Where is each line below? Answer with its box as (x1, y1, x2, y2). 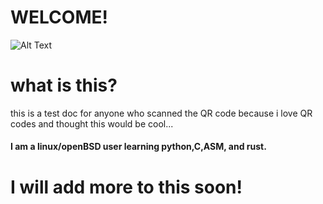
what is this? (10, 74, 118, 97)
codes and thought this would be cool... (10, 117, 174, 130)
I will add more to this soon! (10, 176, 243, 198)
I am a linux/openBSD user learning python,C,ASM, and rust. (10, 141, 267, 153)
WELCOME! (10, 6, 108, 29)
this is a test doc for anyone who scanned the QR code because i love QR (10, 107, 313, 119)
